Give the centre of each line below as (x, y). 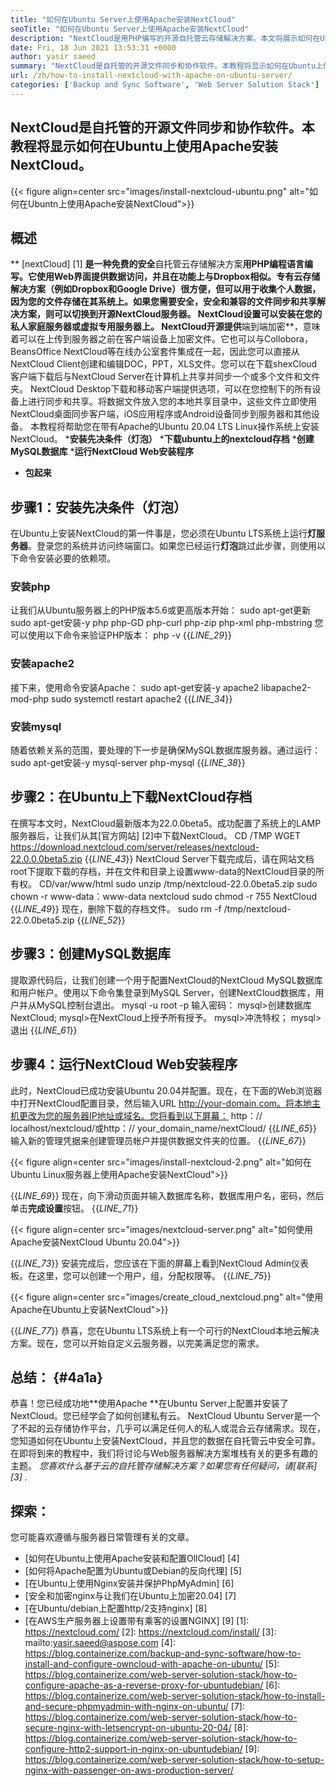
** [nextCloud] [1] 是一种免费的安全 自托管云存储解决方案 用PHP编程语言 (157, 264)
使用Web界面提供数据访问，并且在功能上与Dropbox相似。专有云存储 (178, 277)
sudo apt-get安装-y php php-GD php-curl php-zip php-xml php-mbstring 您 (167, 623)
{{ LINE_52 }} (101, 920)
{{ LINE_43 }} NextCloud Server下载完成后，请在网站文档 (199, 858)
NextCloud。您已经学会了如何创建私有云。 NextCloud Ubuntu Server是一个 (165, 1416)
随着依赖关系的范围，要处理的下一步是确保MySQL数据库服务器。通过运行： (166, 750)
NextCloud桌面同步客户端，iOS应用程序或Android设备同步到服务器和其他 (161, 414)
